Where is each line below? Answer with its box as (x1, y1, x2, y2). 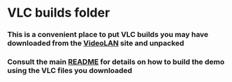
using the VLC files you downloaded (7, 66, 133, 76)
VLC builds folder (7, 5, 110, 21)
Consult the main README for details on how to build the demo (7, 57, 225, 67)
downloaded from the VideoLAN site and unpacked (7, 38, 184, 48)
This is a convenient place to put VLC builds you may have (7, 30, 209, 40)
